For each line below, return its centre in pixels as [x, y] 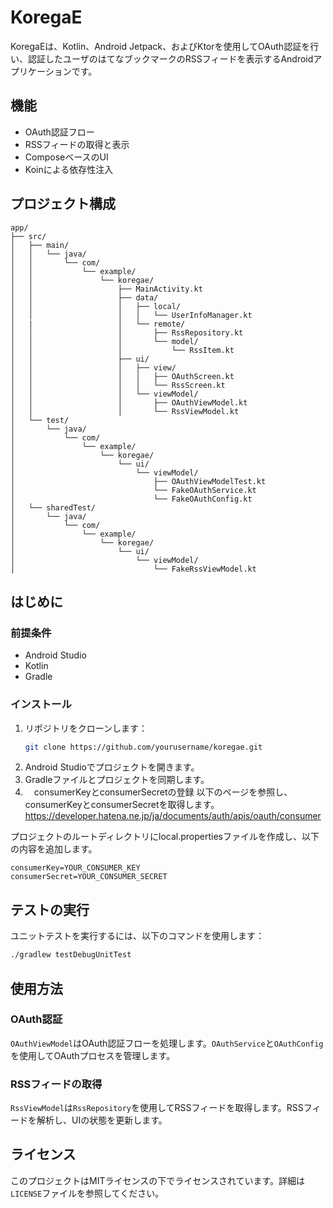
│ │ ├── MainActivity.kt [106, 289]
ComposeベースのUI [66, 157]
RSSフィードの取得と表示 [77, 144]
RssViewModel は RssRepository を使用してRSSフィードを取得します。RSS [157, 1108]
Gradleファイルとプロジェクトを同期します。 [117, 780]
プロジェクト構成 [63, 204]
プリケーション [41, 71]
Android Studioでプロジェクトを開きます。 [112, 767]
